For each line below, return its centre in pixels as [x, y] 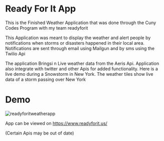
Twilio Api [15, 54]
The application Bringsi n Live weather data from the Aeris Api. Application [82, 63]
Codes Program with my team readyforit [47, 28]
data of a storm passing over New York [46, 79]
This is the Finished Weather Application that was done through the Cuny [81, 23]
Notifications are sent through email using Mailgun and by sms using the [80, 48]
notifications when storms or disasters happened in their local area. [75, 43]
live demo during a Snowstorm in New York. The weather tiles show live [79, 74]
